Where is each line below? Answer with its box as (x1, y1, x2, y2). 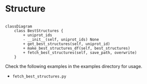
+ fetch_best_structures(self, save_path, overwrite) (23, 50, 137, 55)
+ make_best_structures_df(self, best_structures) (23, 45, 131, 50)
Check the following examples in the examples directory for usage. (5, 63, 143, 69)
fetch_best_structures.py (12, 73, 66, 79)
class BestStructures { (14, 28, 64, 33)
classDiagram (5, 23, 32, 29)
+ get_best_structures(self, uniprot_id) (23, 41, 111, 46)
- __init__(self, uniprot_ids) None (23, 37, 99, 42)
